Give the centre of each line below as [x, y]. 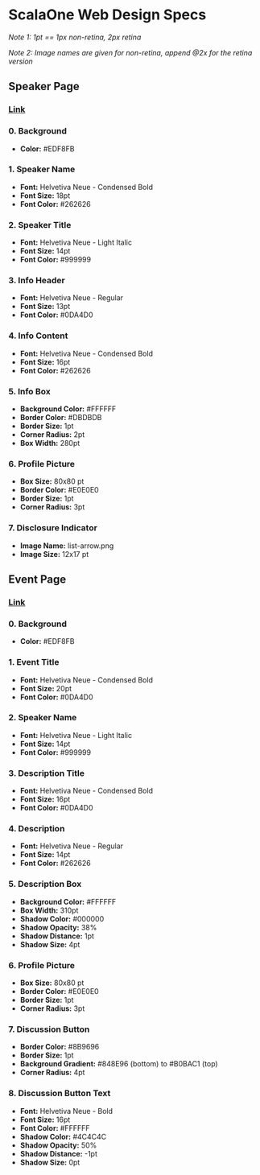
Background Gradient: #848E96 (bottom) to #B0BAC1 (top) [119, 1064]
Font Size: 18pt [45, 196]
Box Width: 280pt [50, 443]
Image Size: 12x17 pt [54, 554]
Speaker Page [44, 87]
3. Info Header [37, 281]
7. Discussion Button [49, 1029]
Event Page [37, 580]
